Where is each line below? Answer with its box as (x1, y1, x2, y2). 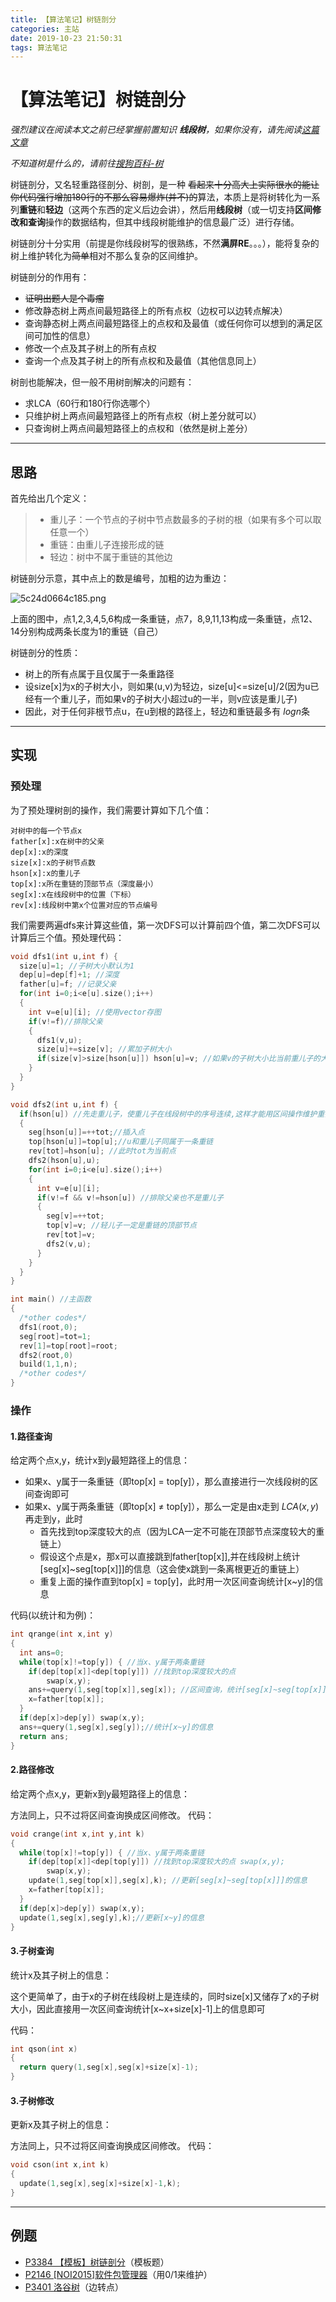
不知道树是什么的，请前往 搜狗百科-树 (10, 157, 164, 170)
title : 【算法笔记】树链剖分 (10, 14, 117, 25)
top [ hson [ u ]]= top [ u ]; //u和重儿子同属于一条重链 (28, 1137, 214, 1147)
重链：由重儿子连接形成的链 (49, 539, 165, 550)
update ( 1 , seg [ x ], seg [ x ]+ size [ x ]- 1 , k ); (19, 2179, 182, 2189)
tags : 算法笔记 (10, 42, 68, 53)
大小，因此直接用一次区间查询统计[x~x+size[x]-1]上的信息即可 (10, 2002, 266, 2015)
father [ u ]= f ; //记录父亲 (19, 979, 117, 990)
